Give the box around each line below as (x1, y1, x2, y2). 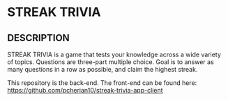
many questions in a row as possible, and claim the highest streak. (7, 65, 198, 73)
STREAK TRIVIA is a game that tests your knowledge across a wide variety (7, 50, 222, 59)
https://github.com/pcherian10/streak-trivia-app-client (7, 86, 163, 94)
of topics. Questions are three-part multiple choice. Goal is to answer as (7, 58, 214, 66)
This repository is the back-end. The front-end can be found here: (7, 79, 197, 87)
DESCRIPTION (7, 32, 70, 44)
